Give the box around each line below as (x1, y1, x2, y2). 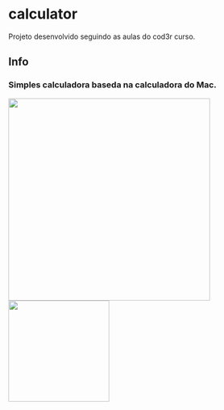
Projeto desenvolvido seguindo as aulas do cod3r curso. (8, 32, 196, 41)
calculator (8, 5, 78, 23)
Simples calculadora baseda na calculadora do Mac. (8, 79, 217, 91)
